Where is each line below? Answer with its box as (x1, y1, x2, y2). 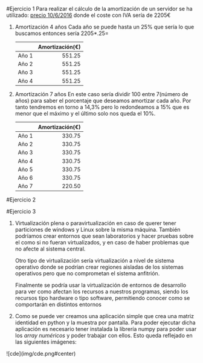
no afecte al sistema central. (14, 245, 86, 252)
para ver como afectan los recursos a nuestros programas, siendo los (14, 287, 188, 295)
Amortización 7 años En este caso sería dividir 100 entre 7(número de (14, 91, 188, 97)
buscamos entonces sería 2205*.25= (14, 30, 109, 37)
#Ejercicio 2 (6, 196, 36, 203)
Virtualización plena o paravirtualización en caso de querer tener (14, 219, 176, 226)
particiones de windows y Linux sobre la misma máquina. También (14, 226, 181, 233)
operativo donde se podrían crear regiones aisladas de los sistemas (14, 263, 184, 270)
